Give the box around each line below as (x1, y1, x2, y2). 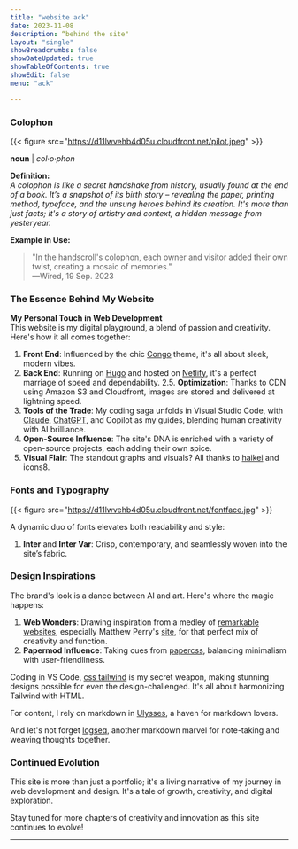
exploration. (10, 795, 54, 806)
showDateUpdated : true (10, 54, 94, 63)
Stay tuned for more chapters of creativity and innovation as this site (10, 813, 260, 823)
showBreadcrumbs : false (10, 46, 98, 55)
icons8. (22, 462, 50, 472)
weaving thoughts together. (10, 734, 111, 744)
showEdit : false (10, 71, 70, 80)
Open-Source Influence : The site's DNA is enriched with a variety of (22, 433, 274, 444)
